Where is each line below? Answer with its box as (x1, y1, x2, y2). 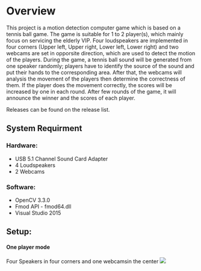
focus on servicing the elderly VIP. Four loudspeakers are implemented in (6, 37, 188, 44)
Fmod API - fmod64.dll (14, 202, 72, 210)
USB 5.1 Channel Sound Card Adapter (14, 155, 108, 162)
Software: (6, 183, 36, 191)
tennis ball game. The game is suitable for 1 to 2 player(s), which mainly (6, 30, 184, 37)
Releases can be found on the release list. (6, 106, 110, 113)
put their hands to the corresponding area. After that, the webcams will (6, 69, 182, 76)
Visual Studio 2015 (14, 209, 61, 216)
